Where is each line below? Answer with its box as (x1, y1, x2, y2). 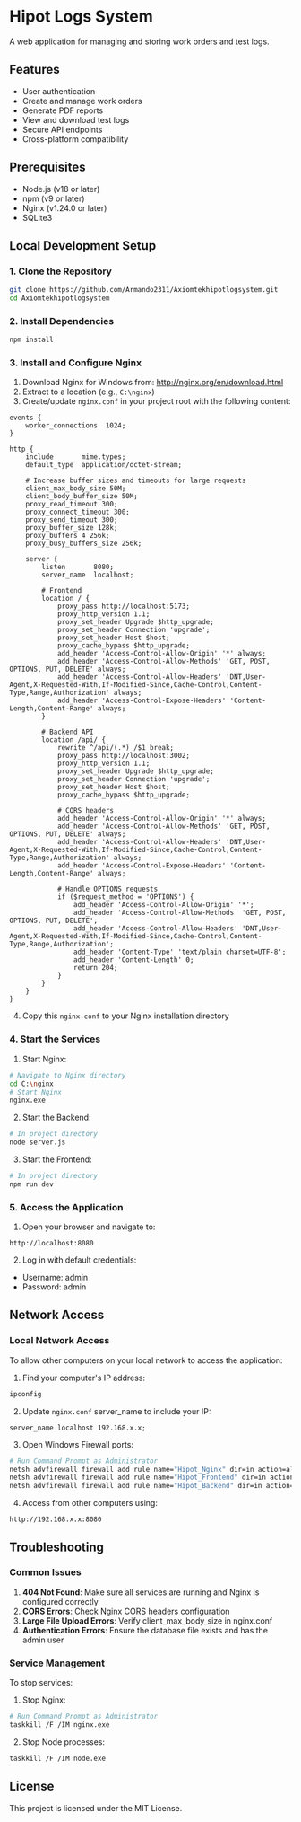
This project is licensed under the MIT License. (9, 1802, 183, 1813)
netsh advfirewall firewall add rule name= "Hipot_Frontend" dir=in (9, 1473, 267, 1483)
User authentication (21, 85, 96, 96)
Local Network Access (9, 1334, 110, 1347)
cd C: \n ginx (9, 1079, 54, 1088)
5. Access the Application (9, 1201, 124, 1213)
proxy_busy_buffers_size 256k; (25, 539, 142, 549)
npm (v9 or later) (21, 193, 85, 204)
